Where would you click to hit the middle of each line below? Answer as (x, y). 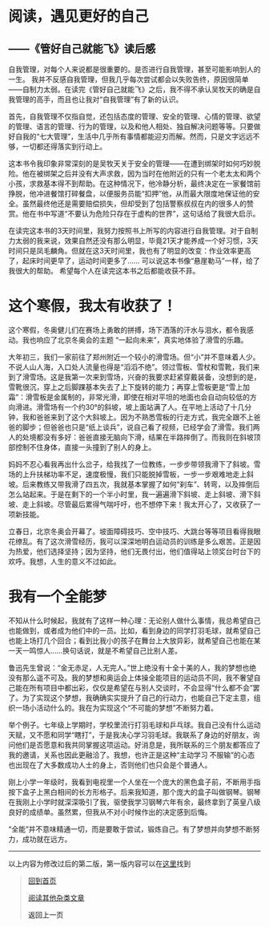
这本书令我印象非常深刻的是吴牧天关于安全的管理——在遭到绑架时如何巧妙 (131, 164)
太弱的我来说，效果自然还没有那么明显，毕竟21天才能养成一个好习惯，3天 (137, 241)
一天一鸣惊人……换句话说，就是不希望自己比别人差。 (95, 650)
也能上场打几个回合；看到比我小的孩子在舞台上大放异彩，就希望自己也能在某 (134, 640)
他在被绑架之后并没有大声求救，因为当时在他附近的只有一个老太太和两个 (141, 174)
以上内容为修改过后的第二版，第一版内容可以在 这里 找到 (99, 864)
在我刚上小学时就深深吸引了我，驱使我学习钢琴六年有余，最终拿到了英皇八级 (134, 802)
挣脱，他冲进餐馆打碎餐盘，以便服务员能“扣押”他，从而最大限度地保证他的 (131, 194)
